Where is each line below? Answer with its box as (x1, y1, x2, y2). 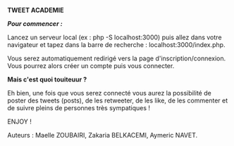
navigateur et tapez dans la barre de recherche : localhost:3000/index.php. (7, 41, 226, 48)
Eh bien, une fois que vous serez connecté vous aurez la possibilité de (7, 89, 211, 97)
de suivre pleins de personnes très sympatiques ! (7, 104, 150, 112)
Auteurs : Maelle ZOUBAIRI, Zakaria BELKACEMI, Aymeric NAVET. (7, 131, 198, 139)
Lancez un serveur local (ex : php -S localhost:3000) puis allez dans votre (7, 33, 222, 41)
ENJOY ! (7, 117, 32, 126)
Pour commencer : (7, 20, 63, 27)
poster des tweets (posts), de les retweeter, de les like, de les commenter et (7, 96, 228, 105)
